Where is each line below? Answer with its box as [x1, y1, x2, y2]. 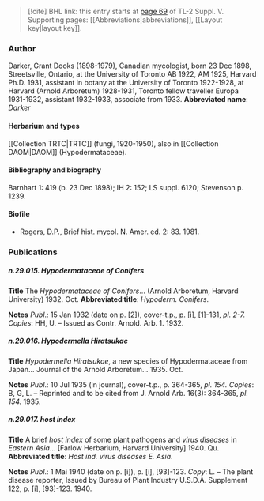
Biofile [8, 209, 30, 219]
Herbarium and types [8, 121, 81, 130]
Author [8, 43, 36, 54]
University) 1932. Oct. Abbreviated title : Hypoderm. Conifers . [8, 294, 209, 303]
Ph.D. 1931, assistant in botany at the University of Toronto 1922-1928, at [8, 78, 244, 88]
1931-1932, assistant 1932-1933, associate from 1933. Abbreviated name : [8, 95, 249, 104]
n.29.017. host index [8, 415, 76, 424]
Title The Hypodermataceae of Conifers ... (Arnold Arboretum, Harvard [8, 286, 239, 296]
